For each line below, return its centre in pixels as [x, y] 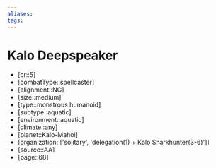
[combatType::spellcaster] [56, 83]
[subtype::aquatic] [45, 112]
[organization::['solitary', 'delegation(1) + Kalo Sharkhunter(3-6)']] [114, 143]
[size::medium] [39, 97]
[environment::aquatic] [51, 120]
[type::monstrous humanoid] [59, 105]
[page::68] [33, 157]
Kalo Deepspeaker [63, 55]
